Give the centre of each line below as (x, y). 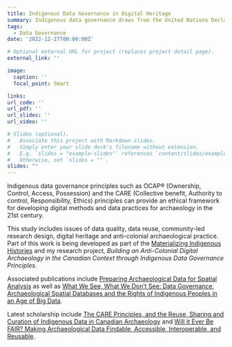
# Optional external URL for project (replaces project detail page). (111, 52)
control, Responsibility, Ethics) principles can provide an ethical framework (113, 200)
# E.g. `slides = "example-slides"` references (80, 153)
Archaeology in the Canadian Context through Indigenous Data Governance (116, 258)
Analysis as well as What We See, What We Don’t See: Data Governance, (111, 286)
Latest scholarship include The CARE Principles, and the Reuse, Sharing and (116, 315)
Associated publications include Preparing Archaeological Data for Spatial (112, 279)
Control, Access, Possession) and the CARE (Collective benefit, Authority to (115, 194)
